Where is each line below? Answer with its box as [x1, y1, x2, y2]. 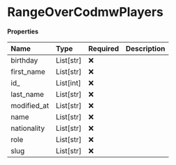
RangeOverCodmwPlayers [7, 4, 163, 20]
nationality [10, 123, 45, 133]
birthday [10, 55, 38, 65]
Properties [7, 27, 39, 36]
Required [88, 43, 120, 53]
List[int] [55, 78, 81, 88]
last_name [10, 89, 45, 99]
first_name [10, 67, 46, 77]
